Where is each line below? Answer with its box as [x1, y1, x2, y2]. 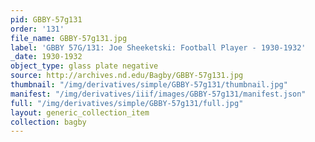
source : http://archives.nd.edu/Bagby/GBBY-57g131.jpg [10, 71, 244, 81]
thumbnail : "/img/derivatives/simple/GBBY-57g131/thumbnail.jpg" [10, 80, 288, 90]
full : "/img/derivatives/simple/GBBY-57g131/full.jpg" [10, 98, 244, 108]
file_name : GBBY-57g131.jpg [10, 33, 128, 43]
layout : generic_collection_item [10, 107, 150, 118]
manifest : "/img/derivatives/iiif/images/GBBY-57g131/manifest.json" [10, 89, 307, 99]
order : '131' [10, 24, 65, 34]
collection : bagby [10, 117, 87, 127]
